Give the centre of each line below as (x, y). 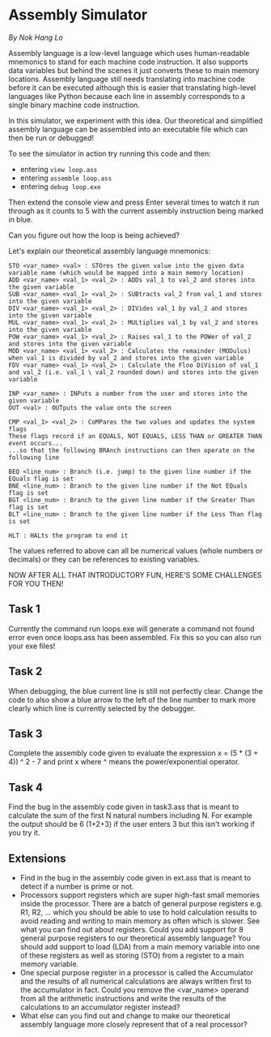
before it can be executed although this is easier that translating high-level (132, 88)
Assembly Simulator (78, 15)
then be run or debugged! (51, 138)
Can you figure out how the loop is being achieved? (94, 235)
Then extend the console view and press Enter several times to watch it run (134, 202)
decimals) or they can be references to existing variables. (104, 559)
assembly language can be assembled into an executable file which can (128, 129)
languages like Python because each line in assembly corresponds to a (127, 96)
